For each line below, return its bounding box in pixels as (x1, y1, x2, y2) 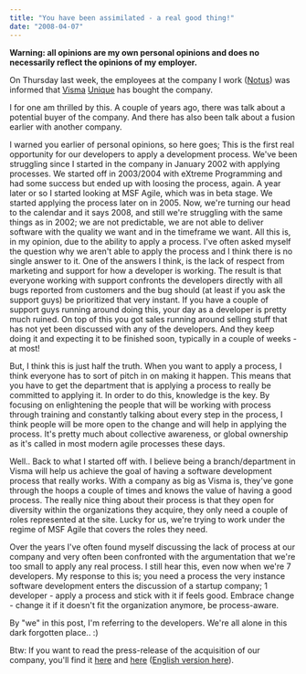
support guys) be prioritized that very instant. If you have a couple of (9, 294, 269, 305)
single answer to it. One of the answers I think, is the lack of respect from (9, 255, 285, 266)
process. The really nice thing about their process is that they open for (9, 494, 275, 505)
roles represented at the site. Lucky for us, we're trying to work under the (9, 513, 286, 525)
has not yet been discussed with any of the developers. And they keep (9, 323, 275, 334)
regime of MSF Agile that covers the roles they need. (9, 523, 208, 534)
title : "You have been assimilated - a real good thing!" (9, 13, 235, 23)
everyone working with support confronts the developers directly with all (9, 275, 283, 286)
